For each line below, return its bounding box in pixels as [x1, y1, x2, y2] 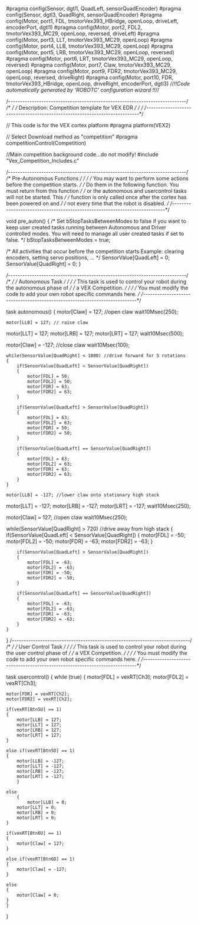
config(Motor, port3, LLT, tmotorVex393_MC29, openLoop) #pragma [6, 37, 173, 43]
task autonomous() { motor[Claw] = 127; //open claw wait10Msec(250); [6, 308, 179, 315]
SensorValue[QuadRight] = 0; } [6, 261, 81, 267]
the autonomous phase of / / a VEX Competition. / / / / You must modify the [6, 284, 189, 291]
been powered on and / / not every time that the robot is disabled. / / [6, 200, 173, 207]
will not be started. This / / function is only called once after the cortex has [6, 194, 187, 200]
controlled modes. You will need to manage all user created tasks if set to [6, 230, 184, 237]
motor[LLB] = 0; [27, 799, 67, 805]
